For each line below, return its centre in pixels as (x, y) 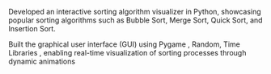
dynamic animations (42, 61)
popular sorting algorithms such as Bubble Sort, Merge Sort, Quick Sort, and (135, 20)
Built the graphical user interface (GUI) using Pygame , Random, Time (124, 44)
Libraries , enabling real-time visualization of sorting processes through (127, 53)
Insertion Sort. (32, 29)
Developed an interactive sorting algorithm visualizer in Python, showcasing (135, 12)
